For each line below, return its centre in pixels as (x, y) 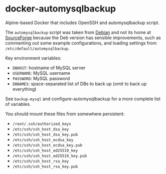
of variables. (18, 104)
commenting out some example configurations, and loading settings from (81, 43)
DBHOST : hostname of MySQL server (49, 68)
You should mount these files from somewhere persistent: (65, 114)
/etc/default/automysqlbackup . (37, 48)
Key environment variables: (33, 58)
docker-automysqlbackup (61, 9)
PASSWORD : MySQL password (41, 78)
